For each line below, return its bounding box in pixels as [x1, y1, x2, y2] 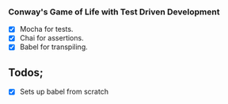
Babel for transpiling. [19, 42, 89, 52]
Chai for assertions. [19, 33, 85, 43]
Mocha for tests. [19, 25, 74, 34]
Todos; [8, 66, 44, 79]
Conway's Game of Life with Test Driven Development [8, 6, 220, 17]
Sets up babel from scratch [19, 87, 109, 97]
